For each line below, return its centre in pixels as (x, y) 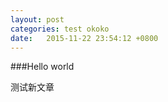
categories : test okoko (60, 29)
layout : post (37, 19)
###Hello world (42, 67)
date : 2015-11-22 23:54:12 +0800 (84, 38)
